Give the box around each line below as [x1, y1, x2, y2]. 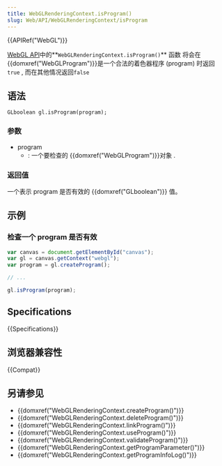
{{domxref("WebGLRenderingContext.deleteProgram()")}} [17, 414, 184, 422]
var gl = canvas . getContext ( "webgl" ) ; [7, 255, 120, 262]
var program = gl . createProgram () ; [7, 262, 111, 269]
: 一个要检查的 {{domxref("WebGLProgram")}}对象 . [27, 151, 176, 159]
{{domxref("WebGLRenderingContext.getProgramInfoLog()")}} [17, 451, 197, 459]
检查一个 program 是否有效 [7, 232, 97, 242]
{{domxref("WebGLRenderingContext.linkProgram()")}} [17, 421, 176, 430]
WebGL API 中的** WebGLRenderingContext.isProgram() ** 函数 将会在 [7, 50, 201, 59]
